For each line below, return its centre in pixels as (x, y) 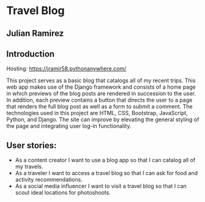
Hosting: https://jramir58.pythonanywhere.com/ (66, 69)
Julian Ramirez (35, 33)
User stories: (32, 145)
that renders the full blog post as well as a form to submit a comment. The (99, 107)
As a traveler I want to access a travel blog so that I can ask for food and (106, 173)
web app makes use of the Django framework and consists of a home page (101, 87)
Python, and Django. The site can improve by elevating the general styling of (103, 119)
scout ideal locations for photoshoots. (63, 193)
